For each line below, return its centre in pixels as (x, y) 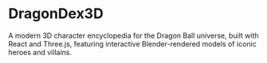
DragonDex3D (56, 14)
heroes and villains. (40, 52)
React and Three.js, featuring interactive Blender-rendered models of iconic (132, 43)
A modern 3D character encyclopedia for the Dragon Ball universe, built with (133, 35)
